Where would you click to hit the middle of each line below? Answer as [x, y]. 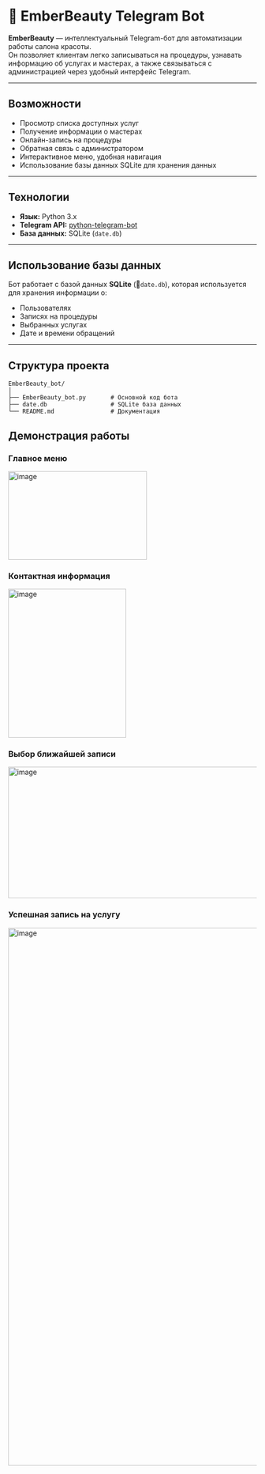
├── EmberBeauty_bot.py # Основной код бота [93, 398]
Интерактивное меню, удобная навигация [90, 157]
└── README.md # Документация [84, 412]
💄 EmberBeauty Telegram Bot [106, 16]
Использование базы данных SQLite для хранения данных [118, 164]
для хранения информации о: [58, 293]
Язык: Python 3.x [48, 216]
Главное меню [38, 458]
